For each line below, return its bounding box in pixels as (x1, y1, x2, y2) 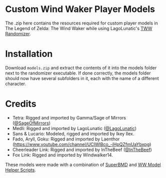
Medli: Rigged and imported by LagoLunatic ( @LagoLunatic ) (12, 125, 136, 131)
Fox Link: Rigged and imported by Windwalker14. (12, 151, 113, 158)
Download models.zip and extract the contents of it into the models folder (5, 64, 157, 70)
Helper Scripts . (5, 166, 36, 173)
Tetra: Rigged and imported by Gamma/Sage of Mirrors (12, 114, 126, 120)
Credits (5, 98, 36, 109)
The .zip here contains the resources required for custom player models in (5, 20, 158, 26)
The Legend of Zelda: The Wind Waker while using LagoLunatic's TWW (5, 25, 152, 31)
